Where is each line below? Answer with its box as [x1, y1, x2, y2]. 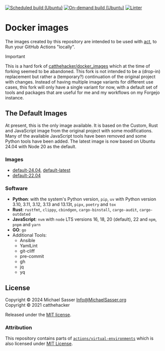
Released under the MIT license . [5, 312, 72, 318]
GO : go [12, 227, 26, 233]
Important [5, 53, 25, 59]
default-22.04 [12, 173, 41, 178]
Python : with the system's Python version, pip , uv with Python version [12, 196, 157, 202]
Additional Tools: [12, 232, 47, 238]
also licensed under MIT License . [5, 341, 73, 347]
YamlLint [19, 243, 38, 249]
